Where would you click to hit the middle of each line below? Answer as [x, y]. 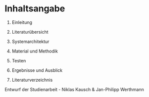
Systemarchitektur [30, 41]
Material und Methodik [35, 51]
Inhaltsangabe [35, 9]
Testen [19, 60]
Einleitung [22, 22]
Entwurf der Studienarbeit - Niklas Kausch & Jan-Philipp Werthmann [74, 89]
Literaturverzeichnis [32, 80]
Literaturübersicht [30, 32]
